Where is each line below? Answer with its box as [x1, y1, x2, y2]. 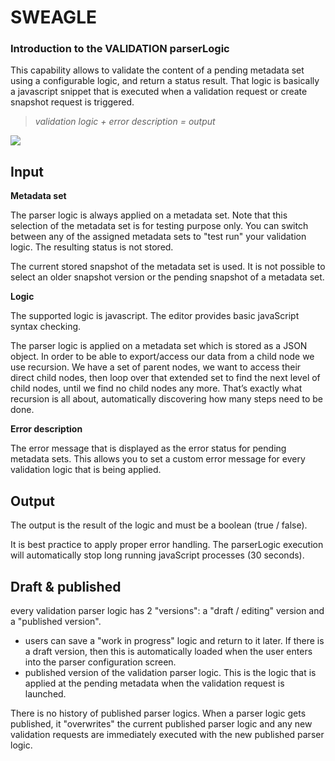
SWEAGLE [10, 6, 97, 29]
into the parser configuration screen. [24, 656, 177, 668]
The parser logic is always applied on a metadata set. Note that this [10, 209, 288, 221]
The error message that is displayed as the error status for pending [10, 442, 287, 455]
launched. [24, 687, 67, 700]
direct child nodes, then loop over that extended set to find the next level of [10, 372, 321, 384]
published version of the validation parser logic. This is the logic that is [24, 666, 317, 678]
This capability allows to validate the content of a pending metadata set [10, 64, 305, 76]
